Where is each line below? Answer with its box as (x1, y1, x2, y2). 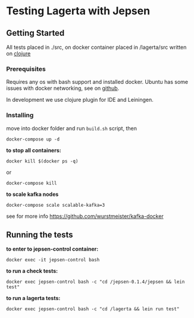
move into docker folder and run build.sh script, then (6, 124, 137, 132)
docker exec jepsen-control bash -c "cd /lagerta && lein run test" (6, 306, 180, 312)
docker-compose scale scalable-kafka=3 (6, 202, 105, 208)
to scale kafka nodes (6, 191, 59, 198)
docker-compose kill (6, 180, 58, 186)
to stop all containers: (6, 146, 61, 154)
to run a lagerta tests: (6, 295, 61, 302)
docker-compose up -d (6, 136, 60, 142)
